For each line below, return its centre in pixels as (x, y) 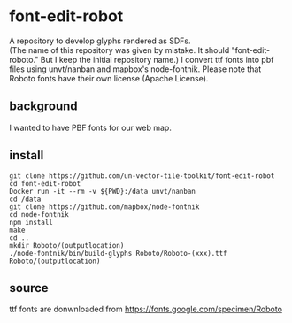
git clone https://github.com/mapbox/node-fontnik (104, 207)
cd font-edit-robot (45, 183)
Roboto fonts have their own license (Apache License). (109, 78)
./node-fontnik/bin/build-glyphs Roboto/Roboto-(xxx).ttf (118, 253)
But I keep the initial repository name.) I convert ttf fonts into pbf (157, 59)
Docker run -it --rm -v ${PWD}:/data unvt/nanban (103, 191)
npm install (31, 222)
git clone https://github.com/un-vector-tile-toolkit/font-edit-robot (142, 176)
